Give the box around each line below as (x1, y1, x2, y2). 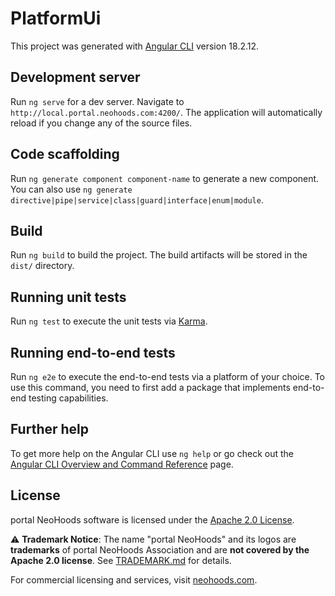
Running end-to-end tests (10, 344, 176, 361)
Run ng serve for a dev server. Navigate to (10, 95, 185, 107)
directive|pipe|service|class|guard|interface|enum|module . (10, 193, 264, 206)
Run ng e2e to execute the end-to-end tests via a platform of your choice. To (10, 371, 326, 382)
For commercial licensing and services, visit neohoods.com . (10, 573, 258, 586)
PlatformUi (10, 7, 102, 30)
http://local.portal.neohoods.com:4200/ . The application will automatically (10, 106, 323, 118)
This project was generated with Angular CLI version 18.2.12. (10, 40, 260, 52)
